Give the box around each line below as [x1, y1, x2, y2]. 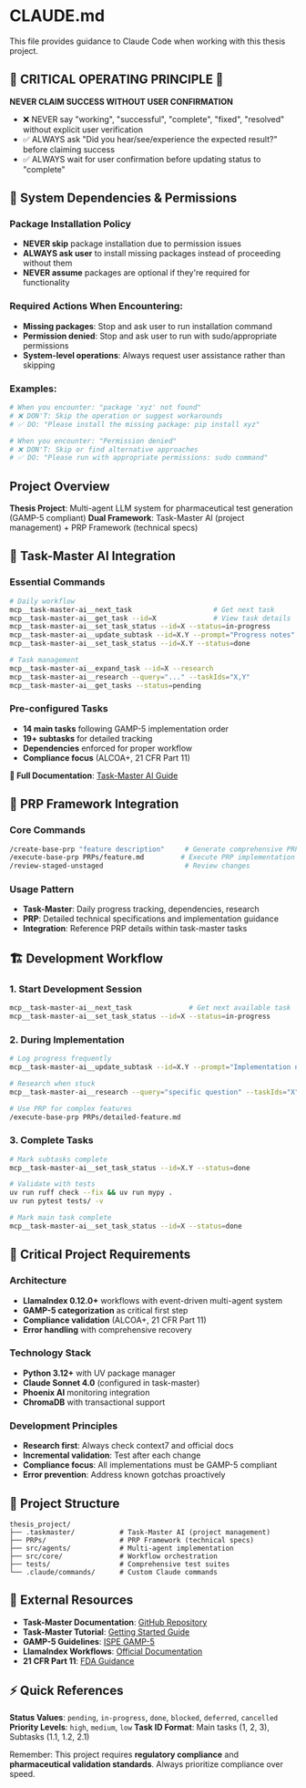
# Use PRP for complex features [9, 1104, 132, 1113]
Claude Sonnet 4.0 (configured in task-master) [22, 1377, 200, 1388]
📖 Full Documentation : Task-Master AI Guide [9, 770, 178, 781]
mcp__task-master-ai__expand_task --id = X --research [9, 663, 214, 673]
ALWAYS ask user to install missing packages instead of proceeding [22, 248, 280, 259]
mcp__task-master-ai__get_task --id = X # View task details [9, 613, 291, 623]
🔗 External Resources [9, 1593, 134, 1608]
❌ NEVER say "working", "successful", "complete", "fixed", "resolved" [22, 113, 285, 124]
